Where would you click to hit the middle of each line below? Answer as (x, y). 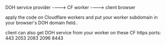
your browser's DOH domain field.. (41, 23)
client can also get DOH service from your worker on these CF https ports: (83, 32)
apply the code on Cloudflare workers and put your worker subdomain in (81, 17)
